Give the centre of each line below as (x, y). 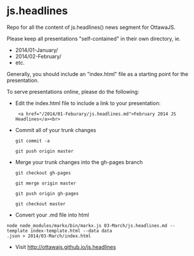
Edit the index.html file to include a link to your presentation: (88, 103)
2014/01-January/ (36, 50)
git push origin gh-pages (47, 193)
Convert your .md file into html (52, 215)
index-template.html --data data (71, 231)
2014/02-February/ (38, 56)
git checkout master (40, 204)
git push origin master (44, 151)
